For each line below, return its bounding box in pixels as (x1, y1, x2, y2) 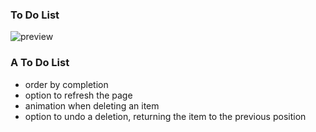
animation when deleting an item (24, 99, 160, 112)
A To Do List (10, 56, 70, 70)
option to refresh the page (24, 89, 133, 101)
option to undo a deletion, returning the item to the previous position (24, 110, 307, 122)
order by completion (24, 78, 109, 90)
